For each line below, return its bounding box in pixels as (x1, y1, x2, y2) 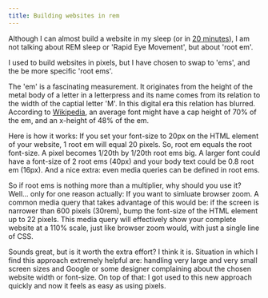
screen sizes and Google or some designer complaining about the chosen (8, 264, 252, 273)
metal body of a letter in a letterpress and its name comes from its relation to (8, 89, 261, 100)
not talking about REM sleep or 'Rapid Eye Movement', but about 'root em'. (8, 42, 254, 52)
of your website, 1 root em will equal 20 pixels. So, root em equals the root (8, 139, 252, 149)
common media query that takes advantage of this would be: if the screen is (8, 197, 260, 207)
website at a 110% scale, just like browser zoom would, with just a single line (8, 223, 260, 232)
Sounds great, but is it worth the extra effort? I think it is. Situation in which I (8, 247, 258, 256)
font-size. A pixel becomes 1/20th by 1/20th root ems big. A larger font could (8, 148, 261, 157)
